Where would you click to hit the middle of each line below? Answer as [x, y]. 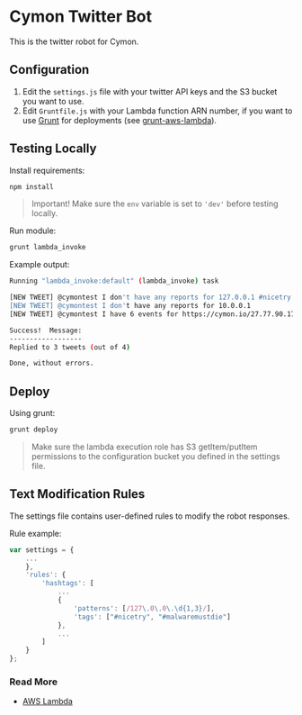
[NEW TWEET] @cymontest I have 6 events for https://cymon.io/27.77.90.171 [154, 314]
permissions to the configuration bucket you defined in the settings [155, 456]
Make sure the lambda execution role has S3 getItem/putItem [144, 447]
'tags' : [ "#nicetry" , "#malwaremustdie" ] [152, 617]
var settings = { [42, 550]
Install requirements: [47, 170]
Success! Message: [46, 330]
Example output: [40, 265]
